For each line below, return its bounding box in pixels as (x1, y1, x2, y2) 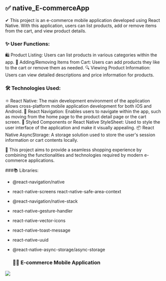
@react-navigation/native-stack (12, 198, 78, 204)
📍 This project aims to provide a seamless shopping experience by (5, 147, 142, 153)
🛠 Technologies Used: (5, 85, 61, 92)
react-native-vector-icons (12, 218, 66, 224)
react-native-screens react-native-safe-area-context (12, 189, 122, 195)
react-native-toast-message (12, 227, 71, 234)
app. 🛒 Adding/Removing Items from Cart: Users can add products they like (5, 59, 160, 65)
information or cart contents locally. (5, 137, 78, 143)
